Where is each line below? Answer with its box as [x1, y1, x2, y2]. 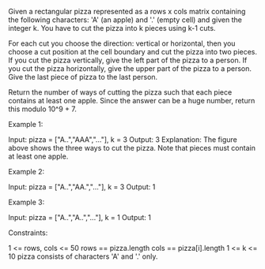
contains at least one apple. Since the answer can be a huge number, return [8, 96, 256, 105]
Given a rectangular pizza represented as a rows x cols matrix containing [8, 7, 246, 16]
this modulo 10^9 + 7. [8, 104, 77, 114]
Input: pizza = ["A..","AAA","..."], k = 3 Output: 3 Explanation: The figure [8, 135, 237, 144]
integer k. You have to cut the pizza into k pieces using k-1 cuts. [8, 24, 216, 32]
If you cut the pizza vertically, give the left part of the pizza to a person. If [8, 55, 248, 65]
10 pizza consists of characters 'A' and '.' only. [8, 252, 158, 261]
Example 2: [8, 167, 45, 176]
